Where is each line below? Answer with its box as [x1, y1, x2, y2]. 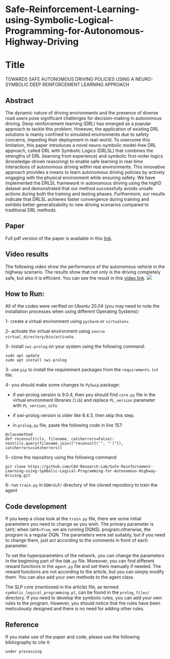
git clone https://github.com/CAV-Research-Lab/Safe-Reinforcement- [5, 464, 153, 469]
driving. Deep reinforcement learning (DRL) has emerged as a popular [5, 121, 151, 127]
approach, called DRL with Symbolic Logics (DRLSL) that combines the [5, 147, 153, 154]
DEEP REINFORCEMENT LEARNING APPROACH [29, 81, 129, 87]
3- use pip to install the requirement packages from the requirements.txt [5, 367, 159, 373]
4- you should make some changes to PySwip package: [5, 382, 120, 388]
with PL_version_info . [12, 403, 58, 409]
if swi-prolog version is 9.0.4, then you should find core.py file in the [12, 392, 156, 398]
